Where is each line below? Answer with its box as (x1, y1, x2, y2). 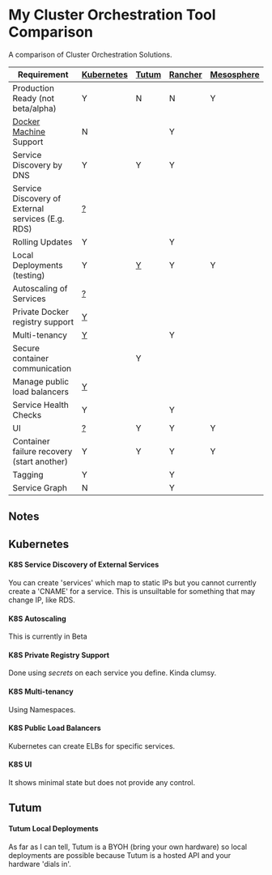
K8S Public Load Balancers (8, 723, 101, 733)
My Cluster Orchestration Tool (8, 6, 216, 24)
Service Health (12, 399, 69, 410)
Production (12, 83, 55, 94)
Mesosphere (210, 69, 260, 80)
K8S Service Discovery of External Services (8, 560, 159, 570)
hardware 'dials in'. (8, 859, 71, 869)
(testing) (12, 270, 45, 281)
